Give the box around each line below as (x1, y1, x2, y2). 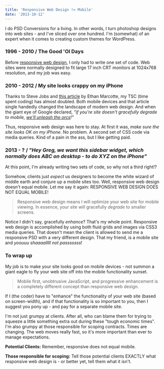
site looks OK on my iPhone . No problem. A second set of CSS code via (5, 129, 150, 135)
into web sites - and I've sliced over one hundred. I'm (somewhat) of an (5, 31, 150, 37)
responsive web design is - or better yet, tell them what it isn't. (5, 358, 132, 364)
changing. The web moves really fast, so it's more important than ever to (5, 329, 152, 334)
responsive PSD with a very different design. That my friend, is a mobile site (5, 235, 159, 241)
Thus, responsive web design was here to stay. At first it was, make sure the (5, 124, 160, 130)
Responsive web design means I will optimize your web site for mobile (17, 199, 159, 205)
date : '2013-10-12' (5, 12, 45, 17)
